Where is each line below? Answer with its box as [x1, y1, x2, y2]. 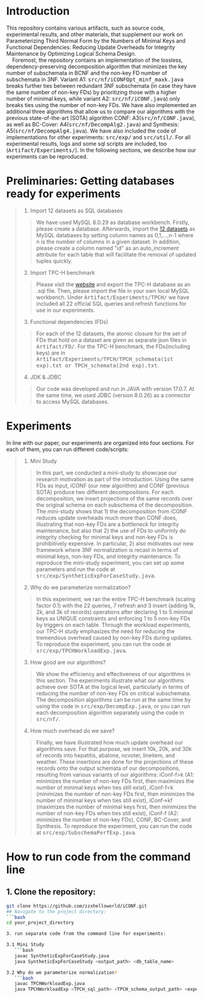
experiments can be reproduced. [6, 153, 88, 160]
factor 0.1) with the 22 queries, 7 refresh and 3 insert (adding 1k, [36, 602, 196, 609]
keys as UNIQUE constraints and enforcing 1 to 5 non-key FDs [36, 614, 190, 622]
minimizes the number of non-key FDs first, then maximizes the [36, 777, 195, 784]
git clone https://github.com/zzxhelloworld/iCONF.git [6, 903, 147, 909]
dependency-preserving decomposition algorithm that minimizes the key [6, 62, 187, 70]
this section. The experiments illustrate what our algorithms [36, 677, 184, 684]
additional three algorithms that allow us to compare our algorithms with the [6, 108, 195, 115]
